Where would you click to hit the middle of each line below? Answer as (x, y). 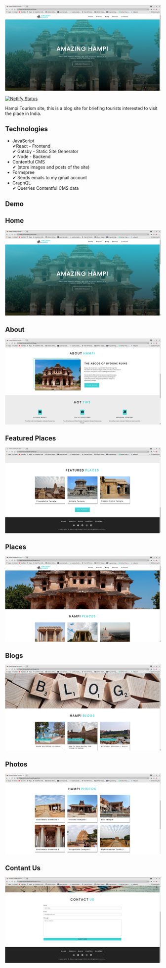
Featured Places (31, 438)
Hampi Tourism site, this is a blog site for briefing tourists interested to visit (81, 108)
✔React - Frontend (31, 146)
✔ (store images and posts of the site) (51, 167)
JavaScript (23, 141)
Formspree (23, 172)
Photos (16, 765)
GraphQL (21, 183)
